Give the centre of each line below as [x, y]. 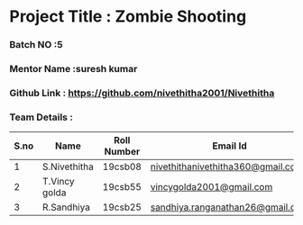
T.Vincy [58, 182]
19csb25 [122, 207]
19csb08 [122, 166]
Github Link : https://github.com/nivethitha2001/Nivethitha [142, 93]
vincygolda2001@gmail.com [211, 187]
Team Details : [41, 117]
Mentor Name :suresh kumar [73, 69]
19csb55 [122, 187]
